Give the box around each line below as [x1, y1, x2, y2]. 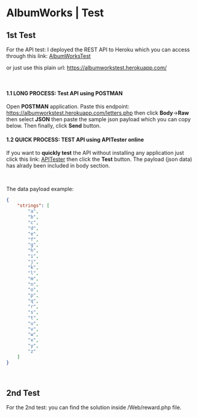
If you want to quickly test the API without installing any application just [6, 149, 185, 157]
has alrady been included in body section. [6, 162, 110, 169]
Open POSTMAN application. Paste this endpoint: [6, 103, 129, 110]
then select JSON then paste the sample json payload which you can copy [6, 116, 191, 123]
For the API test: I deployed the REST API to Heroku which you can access [6, 46, 190, 53]
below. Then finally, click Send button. [6, 122, 101, 130]
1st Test [6, 30, 36, 40]
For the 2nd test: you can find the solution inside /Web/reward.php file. [6, 404, 182, 411]
